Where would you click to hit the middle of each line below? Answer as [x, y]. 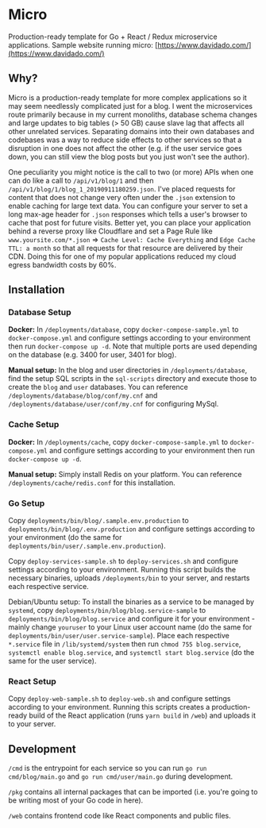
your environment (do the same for [65, 537]
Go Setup [27, 503]
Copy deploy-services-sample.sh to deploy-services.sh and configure [123, 561]
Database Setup [40, 313]
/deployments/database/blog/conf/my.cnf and [83, 395]
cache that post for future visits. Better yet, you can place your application [130, 222]
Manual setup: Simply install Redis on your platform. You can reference [125, 474]
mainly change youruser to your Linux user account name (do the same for [130, 627]
